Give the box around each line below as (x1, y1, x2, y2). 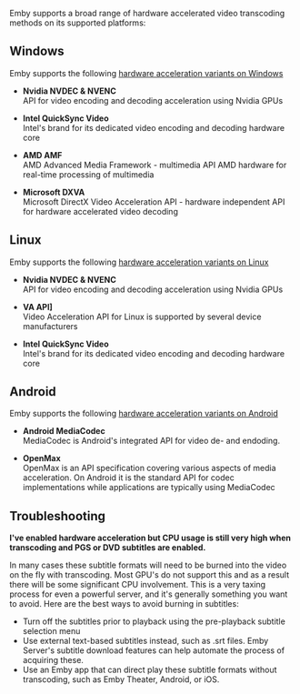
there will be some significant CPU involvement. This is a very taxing (9, 579, 266, 590)
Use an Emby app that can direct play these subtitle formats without (22, 664, 277, 676)
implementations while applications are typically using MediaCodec (22, 482, 275, 493)
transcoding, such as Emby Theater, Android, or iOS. (22, 674, 220, 685)
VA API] (22, 301, 53, 312)
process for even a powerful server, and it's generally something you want (9, 588, 288, 599)
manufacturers (22, 320, 79, 331)
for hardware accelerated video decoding (22, 206, 179, 216)
